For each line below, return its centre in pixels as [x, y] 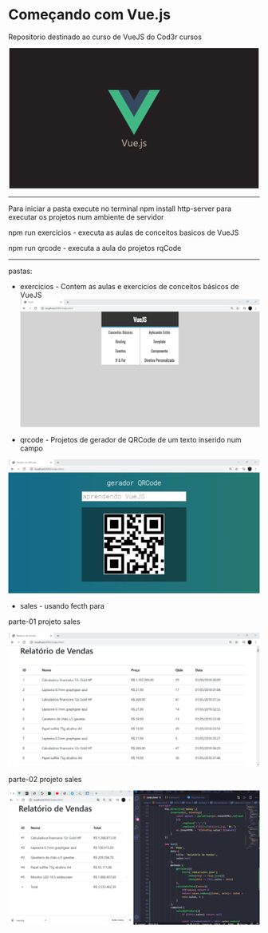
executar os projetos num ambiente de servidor [86, 217]
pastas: [20, 271]
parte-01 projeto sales [45, 621]
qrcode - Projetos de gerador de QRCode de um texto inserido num [130, 439]
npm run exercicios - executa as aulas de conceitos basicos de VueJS [124, 232]
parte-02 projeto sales [45, 780]
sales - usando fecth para [62, 605]
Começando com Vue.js [90, 15]
